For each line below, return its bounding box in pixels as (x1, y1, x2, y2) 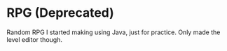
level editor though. (6, 35, 62, 43)
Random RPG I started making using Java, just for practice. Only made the (6, 28, 221, 36)
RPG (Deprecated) (6, 5, 115, 21)
